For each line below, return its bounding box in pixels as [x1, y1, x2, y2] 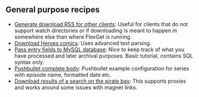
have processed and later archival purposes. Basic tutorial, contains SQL [14, 52, 194, 59]
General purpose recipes [5, 5, 100, 15]
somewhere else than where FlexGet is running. [14, 33, 132, 40]
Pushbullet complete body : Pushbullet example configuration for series [14, 65, 189, 72]
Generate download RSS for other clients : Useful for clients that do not [14, 20, 188, 27]
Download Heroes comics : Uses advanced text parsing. [14, 39, 152, 46]
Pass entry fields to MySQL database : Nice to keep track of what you [14, 46, 185, 53]
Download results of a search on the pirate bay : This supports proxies [14, 77, 186, 85]
